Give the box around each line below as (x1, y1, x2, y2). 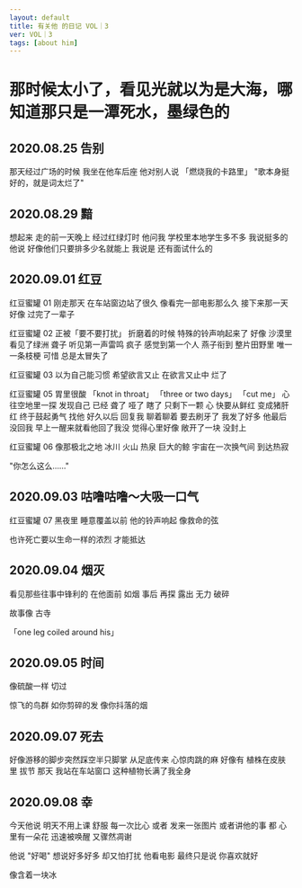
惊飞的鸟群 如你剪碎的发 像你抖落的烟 (9, 700, 148, 711)
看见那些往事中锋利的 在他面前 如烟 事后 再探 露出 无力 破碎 (9, 588, 230, 599)
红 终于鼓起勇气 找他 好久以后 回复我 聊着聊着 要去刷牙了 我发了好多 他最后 (9, 411, 288, 422)
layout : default (9, 13, 70, 22)
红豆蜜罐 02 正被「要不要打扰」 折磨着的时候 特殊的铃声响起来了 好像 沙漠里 (9, 327, 292, 338)
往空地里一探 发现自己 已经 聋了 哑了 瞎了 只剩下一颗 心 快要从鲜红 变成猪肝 (9, 399, 289, 410)
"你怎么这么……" (9, 460, 70, 471)
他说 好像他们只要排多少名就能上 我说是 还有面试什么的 (9, 244, 213, 254)
